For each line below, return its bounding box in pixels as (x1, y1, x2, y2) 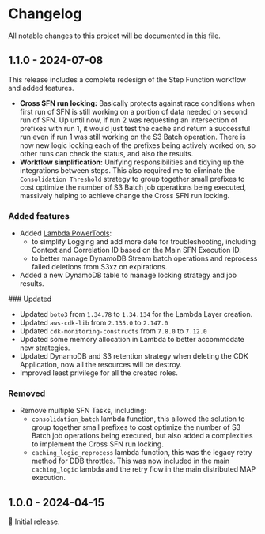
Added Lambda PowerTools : (19, 228, 112, 238)
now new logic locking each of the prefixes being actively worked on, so (19, 140, 256, 150)
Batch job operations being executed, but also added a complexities (31, 431, 253, 441)
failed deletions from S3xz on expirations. (31, 262, 168, 272)
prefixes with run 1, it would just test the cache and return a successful (19, 123, 251, 133)
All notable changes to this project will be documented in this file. (8, 31, 221, 40)
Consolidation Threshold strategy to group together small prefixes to (19, 174, 245, 183)
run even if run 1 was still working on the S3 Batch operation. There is (19, 132, 247, 141)
